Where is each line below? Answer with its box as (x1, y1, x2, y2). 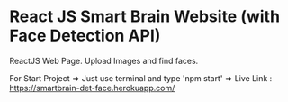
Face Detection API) (9, 25, 161, 46)
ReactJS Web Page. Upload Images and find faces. (9, 55, 199, 66)
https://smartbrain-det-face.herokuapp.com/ (9, 82, 175, 93)
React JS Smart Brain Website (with (9, 6, 281, 27)
